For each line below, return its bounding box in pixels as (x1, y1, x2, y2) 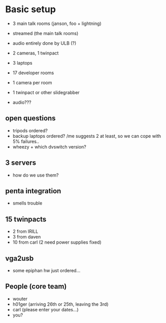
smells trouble (12, 200, 43, 207)
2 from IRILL (12, 228, 39, 234)
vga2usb (5, 254, 34, 262)
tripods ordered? (12, 127, 48, 133)
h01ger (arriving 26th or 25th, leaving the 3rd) (12, 301, 109, 307)
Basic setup (5, 4, 56, 15)
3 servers (5, 159, 37, 167)
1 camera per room (12, 79, 52, 85)
